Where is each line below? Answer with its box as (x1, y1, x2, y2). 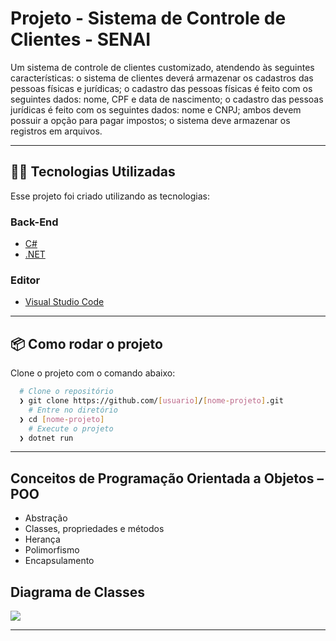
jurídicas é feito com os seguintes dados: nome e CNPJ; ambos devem (10, 103, 302, 116)
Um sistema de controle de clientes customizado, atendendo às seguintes (10, 61, 315, 73)
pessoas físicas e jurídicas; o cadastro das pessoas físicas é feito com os (10, 82, 313, 94)
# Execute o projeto (28, 423, 114, 434)
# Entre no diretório (28, 405, 118, 415)
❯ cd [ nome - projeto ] (19, 414, 105, 424)
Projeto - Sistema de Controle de (10, 7, 287, 30)
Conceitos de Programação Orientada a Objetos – (10, 470, 324, 487)
